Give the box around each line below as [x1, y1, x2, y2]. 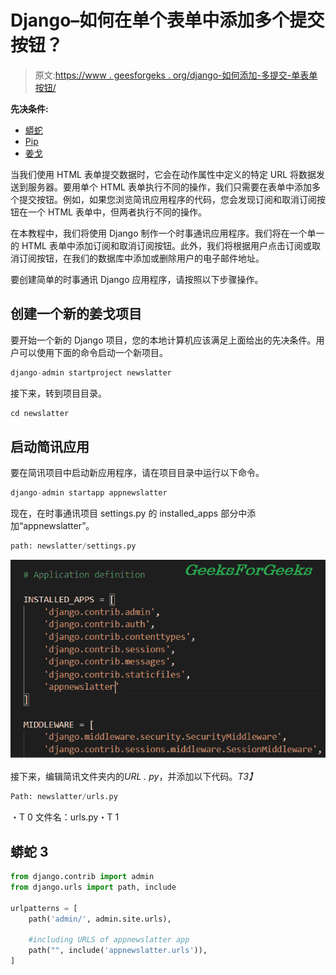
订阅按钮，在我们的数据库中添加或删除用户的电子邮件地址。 [18, 252, 265, 264]
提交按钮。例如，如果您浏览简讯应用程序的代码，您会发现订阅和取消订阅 [18, 193, 317, 205]
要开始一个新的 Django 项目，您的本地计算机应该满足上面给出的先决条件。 [10, 334, 317, 346]
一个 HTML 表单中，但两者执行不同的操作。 [27, 206, 207, 218]
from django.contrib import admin [10, 872, 155, 882]
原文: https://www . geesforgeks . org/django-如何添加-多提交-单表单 [34, 69, 318, 81]
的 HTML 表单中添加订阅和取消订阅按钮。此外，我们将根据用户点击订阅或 [10, 239, 312, 251]
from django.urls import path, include [10, 882, 177, 893]
